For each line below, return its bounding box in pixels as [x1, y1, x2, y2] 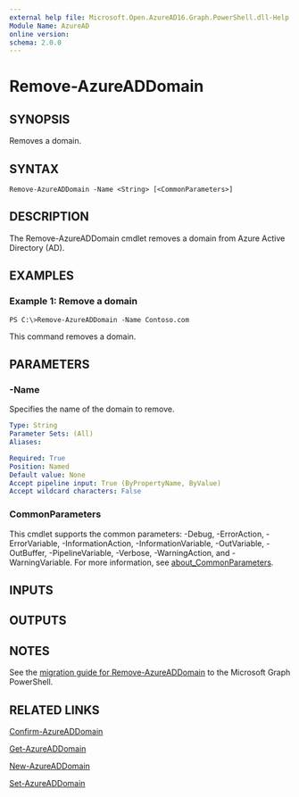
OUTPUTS [9, 613, 67, 628]
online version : [9, 29, 70, 38]
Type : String [9, 421, 58, 430]
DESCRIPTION [9, 209, 89, 224]
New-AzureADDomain [9, 760, 91, 771]
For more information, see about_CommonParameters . [74, 557, 274, 568]
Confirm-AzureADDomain [9, 726, 104, 736]
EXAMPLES [9, 269, 74, 284]
